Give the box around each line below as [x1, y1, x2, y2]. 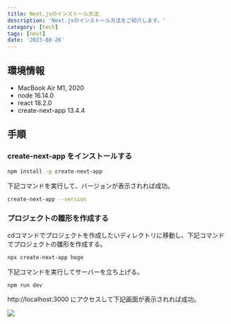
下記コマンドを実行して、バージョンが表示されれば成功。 [7, 181, 174, 190]
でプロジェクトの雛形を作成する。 [7, 239, 107, 248]
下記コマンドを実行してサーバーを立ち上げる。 [7, 268, 143, 276]
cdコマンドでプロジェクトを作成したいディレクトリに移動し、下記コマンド [7, 231, 225, 239]
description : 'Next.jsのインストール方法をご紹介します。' [7, 17, 166, 24]
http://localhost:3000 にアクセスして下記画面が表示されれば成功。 [7, 295, 200, 304]
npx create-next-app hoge [7, 253, 83, 261]
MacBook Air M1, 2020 [17, 83, 85, 92]
